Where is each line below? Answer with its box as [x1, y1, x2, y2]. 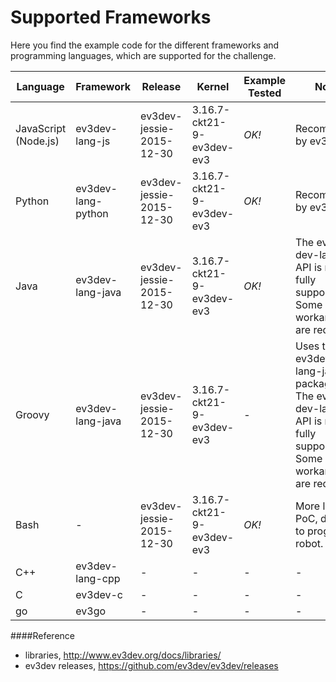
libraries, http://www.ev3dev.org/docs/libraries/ [24, 649, 222, 661]
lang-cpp [75, 571, 121, 585]
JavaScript [15, 121, 67, 135]
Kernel [196, 79, 230, 93]
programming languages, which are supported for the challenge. [10, 49, 277, 61]
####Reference [10, 629, 75, 641]
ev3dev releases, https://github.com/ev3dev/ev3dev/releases [24, 659, 279, 671]
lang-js [75, 134, 111, 148]
